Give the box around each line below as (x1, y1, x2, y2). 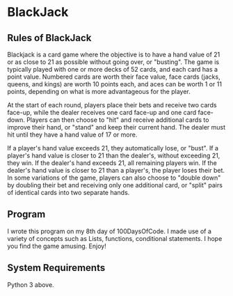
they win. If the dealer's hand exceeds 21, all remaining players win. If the (7, 159, 217, 167)
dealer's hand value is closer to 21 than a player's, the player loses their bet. (7, 166, 225, 174)
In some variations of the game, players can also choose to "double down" (7, 173, 221, 182)
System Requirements (7, 262, 106, 274)
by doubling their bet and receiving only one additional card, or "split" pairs (7, 181, 223, 189)
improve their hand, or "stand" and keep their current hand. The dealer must (7, 123, 226, 131)
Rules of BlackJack (7, 32, 92, 44)
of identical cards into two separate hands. (7, 189, 130, 196)
